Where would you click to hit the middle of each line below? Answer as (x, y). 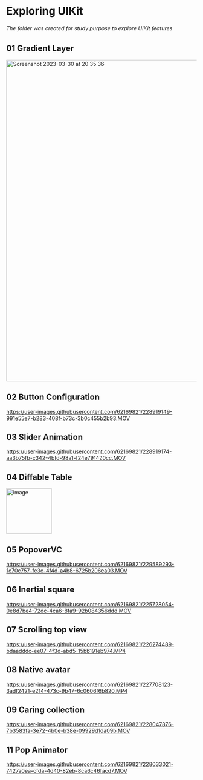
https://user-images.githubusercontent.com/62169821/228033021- (90, 764)
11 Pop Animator (37, 749)
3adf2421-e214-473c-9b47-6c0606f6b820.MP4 (67, 690)
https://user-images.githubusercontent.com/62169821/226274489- (90, 644)
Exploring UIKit (45, 11)
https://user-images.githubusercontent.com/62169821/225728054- (90, 604)
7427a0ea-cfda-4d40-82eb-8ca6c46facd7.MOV (67, 771)
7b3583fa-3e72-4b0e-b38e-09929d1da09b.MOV (68, 731)
